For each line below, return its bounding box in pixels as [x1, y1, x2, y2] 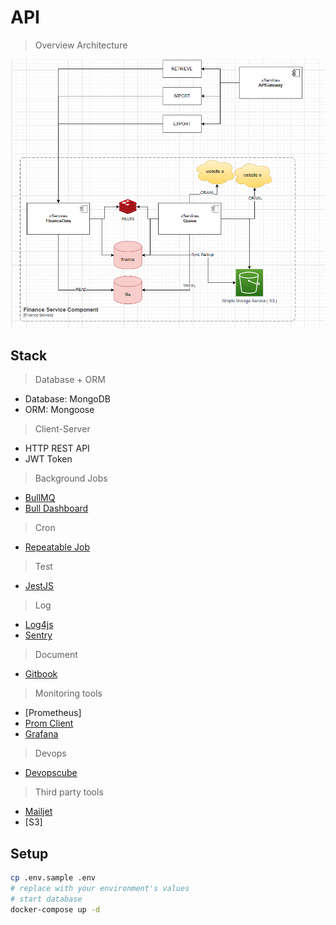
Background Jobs [34, 472, 108, 485]
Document [34, 649, 78, 661]
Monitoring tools [34, 687, 103, 700]
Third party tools [34, 786, 104, 798]
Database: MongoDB [24, 393, 111, 405]
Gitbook [24, 668, 58, 680]
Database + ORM [34, 374, 106, 386]
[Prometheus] [24, 707, 82, 719]
